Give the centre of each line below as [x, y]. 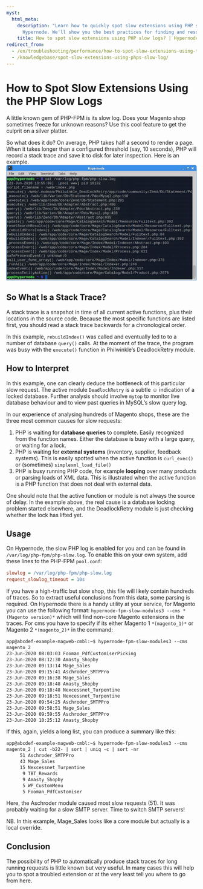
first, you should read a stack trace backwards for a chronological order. [96, 325]
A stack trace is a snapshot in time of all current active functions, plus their [99, 312]
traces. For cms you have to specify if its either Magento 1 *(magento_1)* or [100, 623]
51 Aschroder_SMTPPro [47, 756]
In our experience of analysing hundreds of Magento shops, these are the [98, 414]
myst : [13, 13]
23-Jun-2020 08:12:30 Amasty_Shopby [52, 660]
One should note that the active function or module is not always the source [101, 495]
